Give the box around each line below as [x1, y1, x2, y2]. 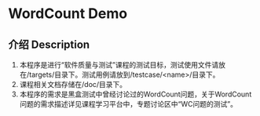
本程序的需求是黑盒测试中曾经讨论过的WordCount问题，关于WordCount [19, 89, 252, 99]
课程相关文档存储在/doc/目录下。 [19, 80, 127, 89]
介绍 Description [8, 38, 90, 51]
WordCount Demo [8, 5, 128, 23]
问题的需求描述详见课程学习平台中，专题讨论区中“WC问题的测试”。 [19, 100, 238, 108]
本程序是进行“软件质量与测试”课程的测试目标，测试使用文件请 [19, 60, 219, 69]
